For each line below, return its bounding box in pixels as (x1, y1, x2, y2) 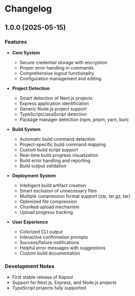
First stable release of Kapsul (12, 274, 73, 280)
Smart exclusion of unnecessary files (19, 188, 97, 194)
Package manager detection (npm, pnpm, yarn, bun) (19, 116, 129, 123)
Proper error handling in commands (19, 65, 94, 71)
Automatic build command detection (19, 136, 96, 142)
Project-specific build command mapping (19, 141, 106, 147)
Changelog (5, 3, 52, 15)
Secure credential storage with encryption (19, 59, 108, 66)
